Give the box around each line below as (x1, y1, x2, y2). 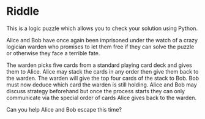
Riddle (6, 4, 40, 18)
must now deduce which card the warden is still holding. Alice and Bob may (6, 81, 197, 88)
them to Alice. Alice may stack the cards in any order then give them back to (6, 67, 199, 75)
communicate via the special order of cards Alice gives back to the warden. (6, 94, 197, 101)
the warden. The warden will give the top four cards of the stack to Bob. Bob (6, 74, 199, 82)
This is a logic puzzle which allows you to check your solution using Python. (6, 25, 198, 32)
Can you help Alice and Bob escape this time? (6, 106, 122, 113)
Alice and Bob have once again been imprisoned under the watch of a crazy (6, 36, 198, 44)
